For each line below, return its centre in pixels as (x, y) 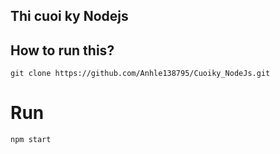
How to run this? (62, 50)
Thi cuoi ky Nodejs (69, 16)
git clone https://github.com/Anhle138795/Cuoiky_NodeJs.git (140, 74)
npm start (31, 140)
